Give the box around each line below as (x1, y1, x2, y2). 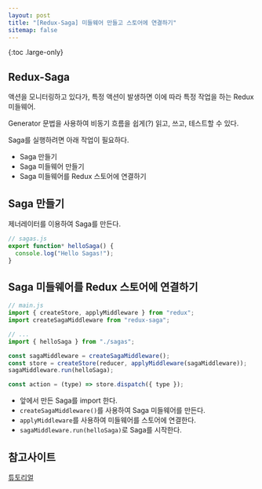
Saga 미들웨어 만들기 (19, 162, 85, 171)
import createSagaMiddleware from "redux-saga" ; (8, 316, 170, 324)
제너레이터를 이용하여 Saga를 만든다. (8, 219, 122, 228)
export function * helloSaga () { (8, 242, 114, 250)
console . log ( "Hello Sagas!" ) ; (15, 249, 114, 257)
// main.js (8, 301, 44, 310)
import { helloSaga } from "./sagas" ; (8, 338, 135, 345)
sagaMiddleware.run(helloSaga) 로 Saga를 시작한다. (19, 425, 182, 435)
